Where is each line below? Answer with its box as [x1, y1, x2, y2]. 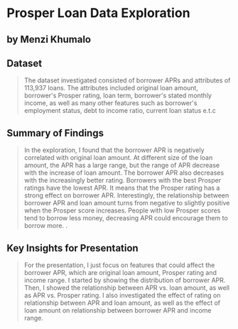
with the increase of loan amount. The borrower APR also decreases [23, 168, 225, 177]
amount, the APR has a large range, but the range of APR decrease [23, 161, 220, 170]
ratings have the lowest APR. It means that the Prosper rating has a [23, 183, 220, 193]
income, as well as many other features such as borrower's [23, 99, 198, 107]
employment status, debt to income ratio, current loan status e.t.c [23, 107, 216, 115]
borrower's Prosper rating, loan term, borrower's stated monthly [23, 91, 212, 100]
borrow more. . [23, 222, 68, 230]
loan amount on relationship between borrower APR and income [23, 306, 212, 315]
